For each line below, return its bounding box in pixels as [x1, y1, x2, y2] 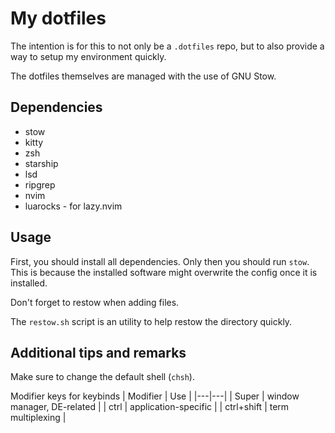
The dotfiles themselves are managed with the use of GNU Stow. [10, 70, 277, 82]
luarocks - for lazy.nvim [24, 200, 123, 212]
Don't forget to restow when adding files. [10, 296, 180, 308]
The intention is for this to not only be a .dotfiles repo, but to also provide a [10, 40, 325, 52]
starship [24, 157, 59, 169]
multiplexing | [10, 412, 67, 424]
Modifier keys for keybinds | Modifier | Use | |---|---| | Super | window [10, 390, 300, 402]
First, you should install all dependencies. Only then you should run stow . [10, 255, 310, 267]
